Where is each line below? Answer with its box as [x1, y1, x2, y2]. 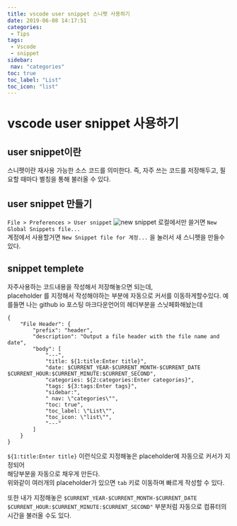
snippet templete [7, 263, 84, 275]
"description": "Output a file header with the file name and [33, 332, 220, 340]
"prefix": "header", [33, 327, 93, 334]
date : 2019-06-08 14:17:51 [7, 17, 87, 24]
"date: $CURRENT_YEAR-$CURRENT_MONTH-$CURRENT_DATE [45, 364, 201, 371]
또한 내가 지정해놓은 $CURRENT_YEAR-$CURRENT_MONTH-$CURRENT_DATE [7, 493, 197, 502]
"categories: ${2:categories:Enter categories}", [45, 376, 195, 384]
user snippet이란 [7, 146, 81, 158]
